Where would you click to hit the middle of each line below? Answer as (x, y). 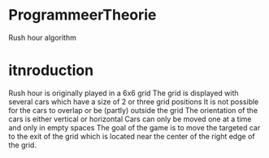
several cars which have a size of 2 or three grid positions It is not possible (134, 101)
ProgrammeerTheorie (82, 15)
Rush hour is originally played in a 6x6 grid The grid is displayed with (124, 93)
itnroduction (51, 70)
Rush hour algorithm (43, 37)
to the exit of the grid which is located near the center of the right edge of (132, 136)
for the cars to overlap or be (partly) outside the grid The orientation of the (133, 110)
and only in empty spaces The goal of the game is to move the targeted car (134, 127)
